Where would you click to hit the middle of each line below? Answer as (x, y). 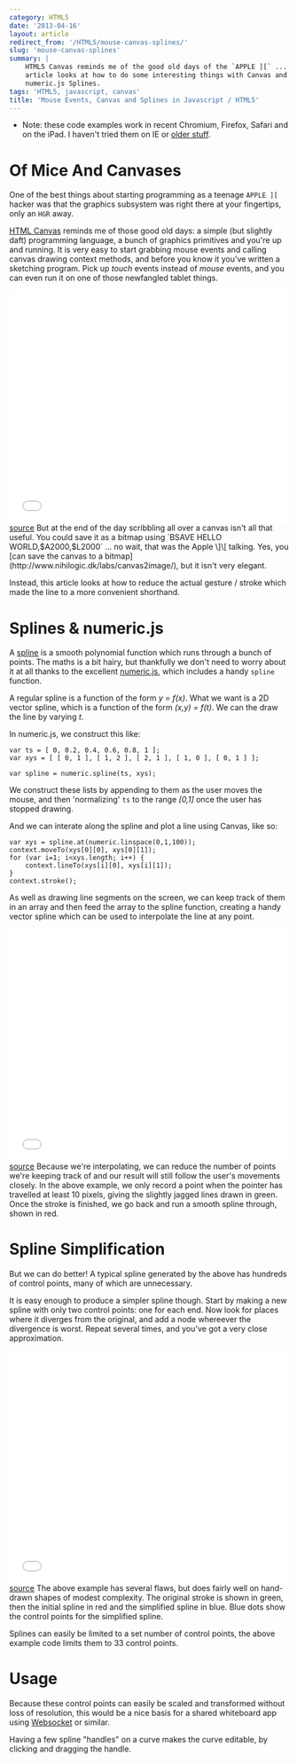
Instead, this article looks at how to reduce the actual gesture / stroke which (148, 583)
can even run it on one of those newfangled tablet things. (114, 278)
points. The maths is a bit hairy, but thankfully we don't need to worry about (148, 662)
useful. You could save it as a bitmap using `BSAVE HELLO (116, 537)
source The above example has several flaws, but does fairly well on (134, 1588)
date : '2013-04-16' (45, 26)
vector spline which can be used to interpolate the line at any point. (132, 917)
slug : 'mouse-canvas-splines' (65, 51)
